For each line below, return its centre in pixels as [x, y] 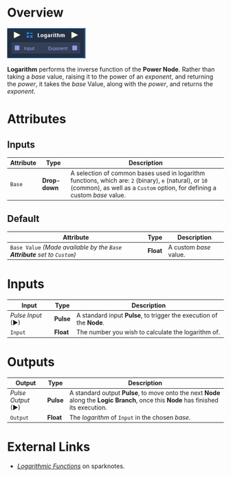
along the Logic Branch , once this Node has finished [144, 400]
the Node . [91, 323]
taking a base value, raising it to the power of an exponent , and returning [110, 77]
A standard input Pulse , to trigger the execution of [147, 315]
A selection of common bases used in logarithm [138, 173]
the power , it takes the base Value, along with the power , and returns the [110, 83]
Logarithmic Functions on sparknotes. [71, 466]
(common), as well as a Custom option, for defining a [143, 187]
